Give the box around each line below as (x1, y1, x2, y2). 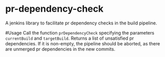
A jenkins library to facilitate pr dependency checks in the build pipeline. (5, 20, 157, 26)
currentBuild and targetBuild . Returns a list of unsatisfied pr (5, 35, 134, 41)
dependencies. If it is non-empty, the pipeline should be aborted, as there (5, 40, 160, 46)
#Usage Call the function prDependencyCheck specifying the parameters (5, 30, 155, 36)
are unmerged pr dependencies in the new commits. (5, 46, 115, 52)
